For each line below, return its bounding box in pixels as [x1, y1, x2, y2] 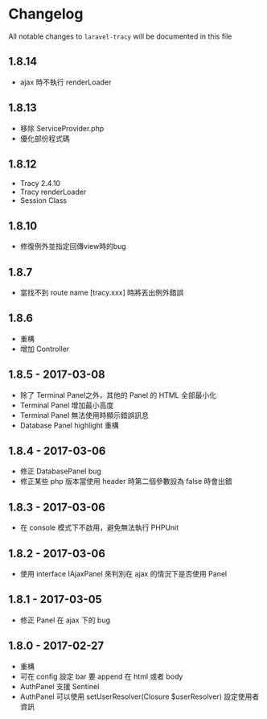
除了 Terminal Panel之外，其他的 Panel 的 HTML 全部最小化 [19, 390, 217, 399]
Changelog [8, 5, 84, 23]
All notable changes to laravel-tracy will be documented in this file [8, 31, 232, 41]
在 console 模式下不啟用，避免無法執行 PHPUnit [19, 523, 179, 532]
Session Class [19, 196, 67, 205]
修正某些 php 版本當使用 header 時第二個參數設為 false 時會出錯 [19, 477, 233, 486]
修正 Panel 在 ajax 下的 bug [19, 615, 111, 625]
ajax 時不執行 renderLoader [19, 77, 112, 87]
